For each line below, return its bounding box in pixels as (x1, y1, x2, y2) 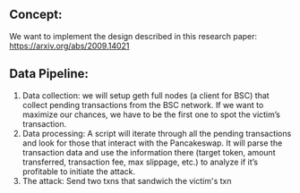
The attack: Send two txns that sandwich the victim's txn (21, 175, 232, 186)
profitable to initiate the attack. (21, 165, 136, 177)
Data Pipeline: (9, 66, 90, 81)
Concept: (9, 7, 63, 22)
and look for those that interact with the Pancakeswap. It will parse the (21, 138, 283, 148)
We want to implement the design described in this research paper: (9, 30, 258, 41)
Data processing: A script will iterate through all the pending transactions (21, 128, 292, 138)
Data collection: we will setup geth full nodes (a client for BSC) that (21, 89, 270, 101)
